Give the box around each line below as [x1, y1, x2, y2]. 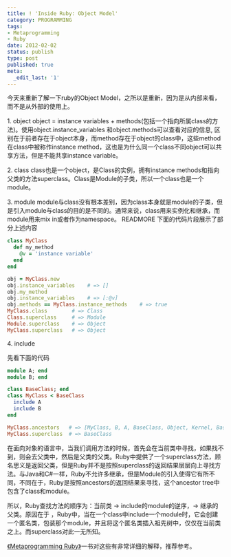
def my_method [13, 244, 54, 251]
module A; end [7, 367, 48, 374]
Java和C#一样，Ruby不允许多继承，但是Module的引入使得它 [25, 470, 197, 478]
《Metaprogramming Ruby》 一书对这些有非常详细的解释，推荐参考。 [7, 542, 196, 550]
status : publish [7, 49, 54, 56]
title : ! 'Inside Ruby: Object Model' [7, 10, 118, 17]
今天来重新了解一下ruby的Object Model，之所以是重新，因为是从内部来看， [7, 94, 221, 102]
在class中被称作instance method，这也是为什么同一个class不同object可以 [7, 143, 217, 151]
